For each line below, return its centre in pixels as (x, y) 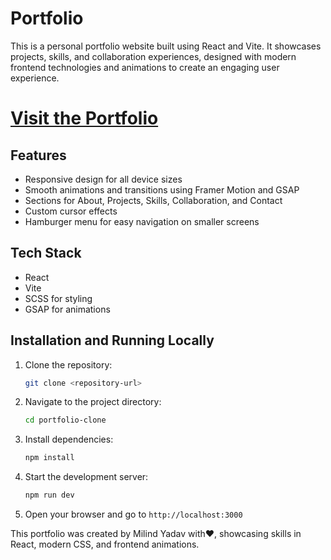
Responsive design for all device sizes (103, 179)
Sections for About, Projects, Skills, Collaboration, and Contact (153, 200)
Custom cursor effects (71, 211)
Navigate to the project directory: (93, 402)
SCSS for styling (58, 298)
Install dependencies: (69, 439)
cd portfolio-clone (65, 420)
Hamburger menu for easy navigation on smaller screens (142, 221)
